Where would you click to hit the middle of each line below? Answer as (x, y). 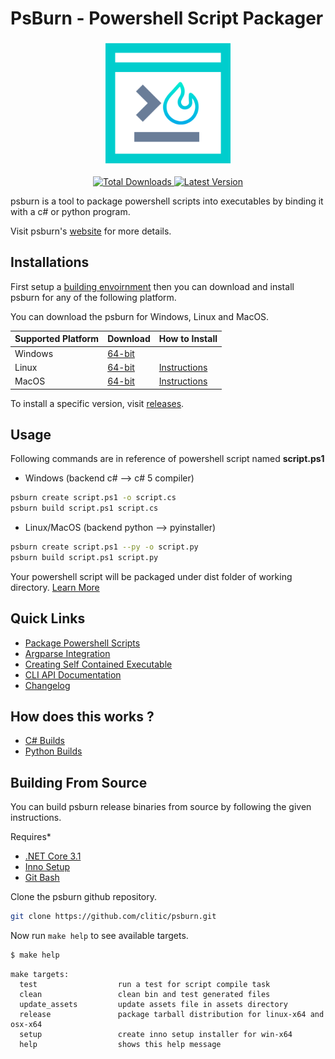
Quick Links (48, 618)
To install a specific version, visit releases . (97, 403)
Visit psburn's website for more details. (91, 231)
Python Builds (53, 751)
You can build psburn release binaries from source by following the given (161, 807)
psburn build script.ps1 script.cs (84, 508)
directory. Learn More (55, 587)
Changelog (47, 685)
